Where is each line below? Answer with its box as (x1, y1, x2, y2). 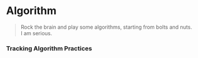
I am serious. (20, 29, 53, 36)
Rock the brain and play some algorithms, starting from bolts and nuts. (20, 23, 192, 30)
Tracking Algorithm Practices (6, 44, 93, 52)
